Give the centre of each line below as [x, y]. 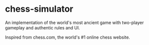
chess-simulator [39, 9]
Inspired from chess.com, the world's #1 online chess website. [68, 37]
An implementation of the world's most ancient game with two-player [74, 22]
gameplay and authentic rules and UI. [43, 27]
